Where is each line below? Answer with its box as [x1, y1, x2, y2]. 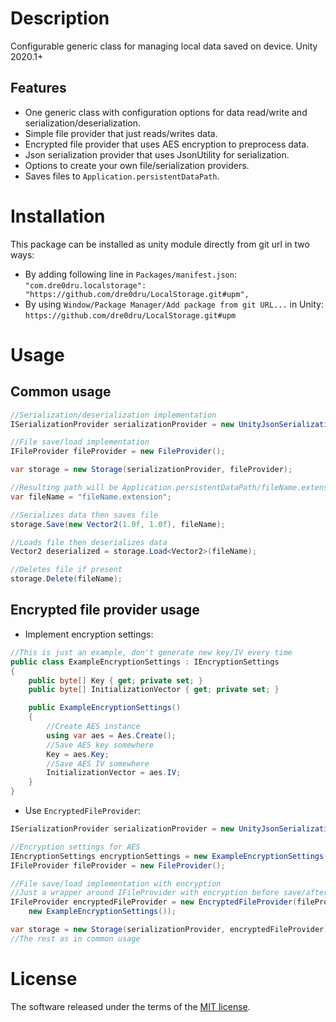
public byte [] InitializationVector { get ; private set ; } [28, 685, 280, 695]
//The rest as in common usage [10, 933, 141, 944]
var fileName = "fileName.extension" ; [10, 492, 172, 502]
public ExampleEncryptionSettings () [28, 703, 182, 713]
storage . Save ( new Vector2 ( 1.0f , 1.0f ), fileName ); [10, 519, 226, 529]
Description [10, 7, 110, 30]
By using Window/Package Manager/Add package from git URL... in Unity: [24, 298, 324, 310]
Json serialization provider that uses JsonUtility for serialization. [24, 148, 290, 161]
